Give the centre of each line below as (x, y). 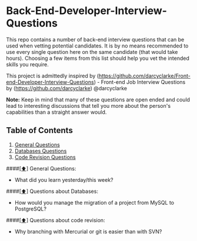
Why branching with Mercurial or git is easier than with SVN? (88, 231)
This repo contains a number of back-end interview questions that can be (95, 39)
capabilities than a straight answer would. (56, 112)
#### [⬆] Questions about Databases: (52, 191)
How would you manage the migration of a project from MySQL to (94, 202)
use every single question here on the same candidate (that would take (92, 52)
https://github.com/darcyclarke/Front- (145, 76)
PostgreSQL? (31, 209)
